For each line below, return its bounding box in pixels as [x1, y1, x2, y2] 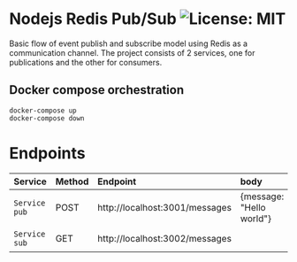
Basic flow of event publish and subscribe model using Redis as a [9, 38, 248, 49]
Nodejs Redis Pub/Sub [9, 9, 177, 29]
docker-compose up [9, 106, 77, 115]
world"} [240, 212, 272, 225]
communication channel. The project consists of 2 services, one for [9, 47, 255, 58]
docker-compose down [9, 113, 86, 123]
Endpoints [9, 143, 86, 163]
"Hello [240, 201, 267, 213]
